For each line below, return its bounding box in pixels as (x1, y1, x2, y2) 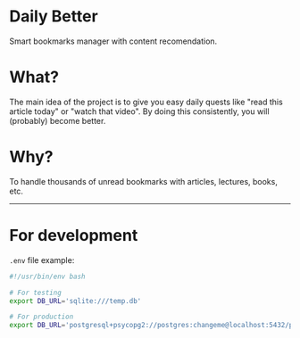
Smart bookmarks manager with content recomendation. (9, 36, 218, 46)
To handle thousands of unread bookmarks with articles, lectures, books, (9, 176, 279, 186)
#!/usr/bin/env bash (9, 272, 87, 281)
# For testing (9, 288, 62, 297)
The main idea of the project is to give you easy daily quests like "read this (9, 96, 283, 107)
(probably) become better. (9, 115, 106, 126)
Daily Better (9, 6, 98, 27)
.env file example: (9, 254, 75, 265)
